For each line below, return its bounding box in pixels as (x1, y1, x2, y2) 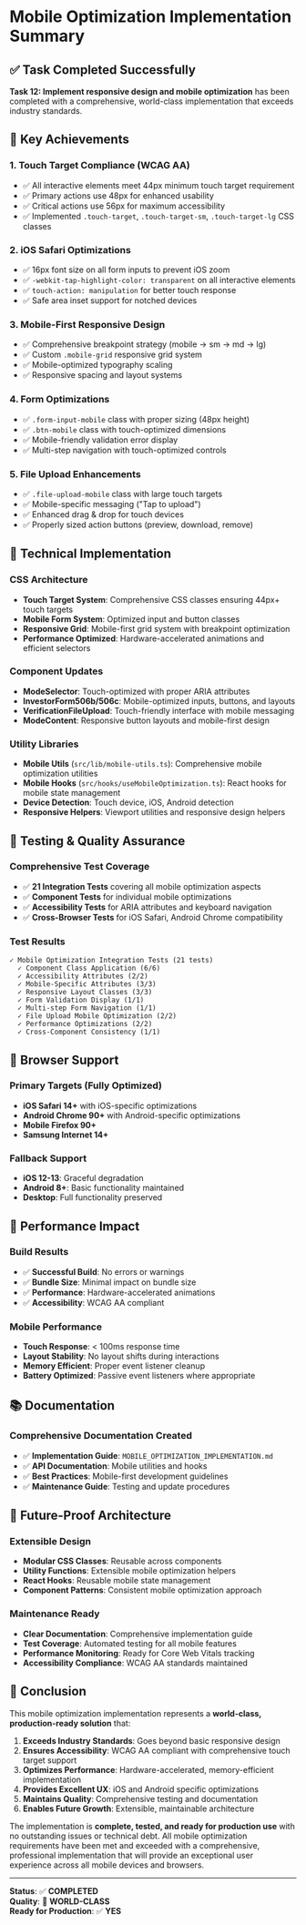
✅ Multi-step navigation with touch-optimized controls (22, 444, 227, 455)
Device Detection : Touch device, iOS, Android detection (22, 797, 234, 808)
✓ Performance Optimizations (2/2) (17, 1020, 153, 1029)
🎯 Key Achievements (9, 132, 129, 148)
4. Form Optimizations (9, 393, 110, 406)
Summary (9, 25, 85, 46)
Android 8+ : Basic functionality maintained (22, 1182, 185, 1194)
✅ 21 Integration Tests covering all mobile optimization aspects (22, 881, 261, 891)
